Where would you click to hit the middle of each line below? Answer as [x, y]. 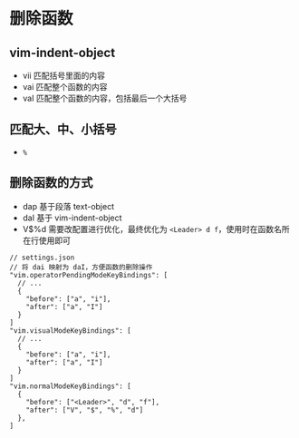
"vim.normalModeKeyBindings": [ [70, 386]
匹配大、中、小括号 [63, 129]
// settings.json [42, 258]
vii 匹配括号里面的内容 [64, 75]
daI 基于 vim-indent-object [72, 218]
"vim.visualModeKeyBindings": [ [70, 331]
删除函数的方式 [51, 183]
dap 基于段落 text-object [68, 206]
